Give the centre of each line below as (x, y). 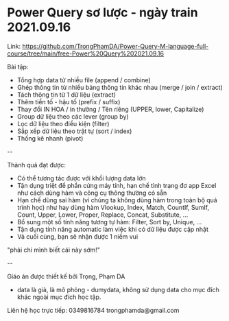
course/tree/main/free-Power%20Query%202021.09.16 (86, 53)
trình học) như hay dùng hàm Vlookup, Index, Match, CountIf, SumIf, (113, 207)
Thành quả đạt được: (37, 165)
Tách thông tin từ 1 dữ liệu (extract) (67, 95)
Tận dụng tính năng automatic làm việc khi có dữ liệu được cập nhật (113, 229)
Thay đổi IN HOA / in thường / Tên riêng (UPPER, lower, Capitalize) (110, 109)
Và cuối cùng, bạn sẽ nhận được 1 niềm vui (77, 236)
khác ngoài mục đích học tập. (59, 297)
